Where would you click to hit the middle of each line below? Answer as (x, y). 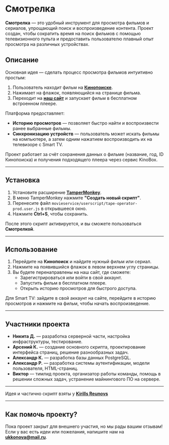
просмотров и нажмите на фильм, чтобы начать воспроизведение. (77, 304)
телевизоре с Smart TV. (38, 144)
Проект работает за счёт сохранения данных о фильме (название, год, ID (84, 154)
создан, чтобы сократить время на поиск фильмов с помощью (73, 33)
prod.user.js (26, 209)
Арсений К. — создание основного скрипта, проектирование (79, 347)
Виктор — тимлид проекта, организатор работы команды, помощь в (87, 374)
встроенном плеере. (35, 103)
